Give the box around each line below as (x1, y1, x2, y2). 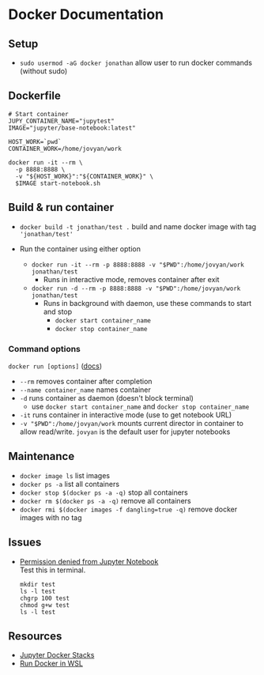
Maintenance (8, 450, 75, 463)
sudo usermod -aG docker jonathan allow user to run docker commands (19, 58, 253, 67)
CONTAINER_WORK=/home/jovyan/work (8, 145, 123, 153)
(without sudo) (19, 66, 68, 76)
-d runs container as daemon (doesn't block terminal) (19, 393, 194, 402)
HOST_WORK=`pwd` (8, 138, 62, 145)
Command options (8, 343, 81, 354)
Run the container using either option (19, 243, 141, 254)
